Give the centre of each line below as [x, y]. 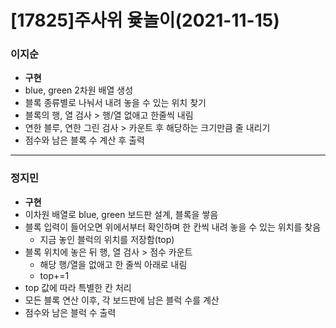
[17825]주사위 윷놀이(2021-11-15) [145, 20]
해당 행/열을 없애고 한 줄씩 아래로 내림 [113, 264]
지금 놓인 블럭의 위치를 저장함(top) [107, 239]
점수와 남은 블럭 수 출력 [70, 312]
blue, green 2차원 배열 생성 [79, 90]
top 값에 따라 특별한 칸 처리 [78, 287]
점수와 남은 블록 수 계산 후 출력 [84, 140]
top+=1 [54, 275]
